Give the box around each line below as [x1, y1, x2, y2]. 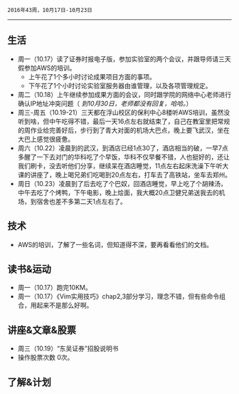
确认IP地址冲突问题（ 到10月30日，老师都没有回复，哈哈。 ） [17, 99, 193, 108]
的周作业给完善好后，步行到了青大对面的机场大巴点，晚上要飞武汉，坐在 [17, 125, 230, 134]
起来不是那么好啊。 [36, 301, 93, 310]
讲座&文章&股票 [7, 323, 77, 336]
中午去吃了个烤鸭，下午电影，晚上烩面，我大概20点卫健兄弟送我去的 [17, 188, 219, 197]
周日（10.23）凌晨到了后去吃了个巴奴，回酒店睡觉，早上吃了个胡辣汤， [17, 179, 228, 187]
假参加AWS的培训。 [17, 63, 76, 72]
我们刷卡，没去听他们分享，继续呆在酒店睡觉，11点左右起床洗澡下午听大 [17, 161, 229, 170]
